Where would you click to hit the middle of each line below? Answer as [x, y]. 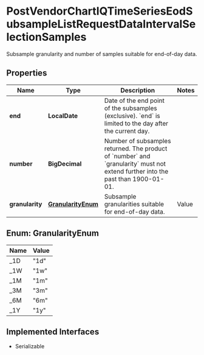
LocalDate [63, 116]
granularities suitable [134, 204]
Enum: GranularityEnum [53, 234]
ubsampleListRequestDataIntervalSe [101, 24]
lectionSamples [46, 37]
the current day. [127, 131]
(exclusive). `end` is [132, 116]
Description [138, 90]
